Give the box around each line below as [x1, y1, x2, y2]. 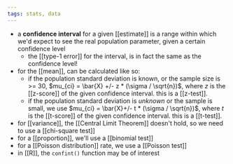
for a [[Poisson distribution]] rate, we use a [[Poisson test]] [17, 141, 188, 149]
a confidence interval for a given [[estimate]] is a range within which [17, 29, 217, 38]
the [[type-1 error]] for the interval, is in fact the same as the [27, 52, 202, 60]
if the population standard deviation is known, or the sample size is [27, 74, 220, 83]
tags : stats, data [7, 10, 61, 18]
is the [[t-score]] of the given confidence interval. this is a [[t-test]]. [27, 111, 223, 120]
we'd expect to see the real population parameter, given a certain [17, 36, 206, 46]
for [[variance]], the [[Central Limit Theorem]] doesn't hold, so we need [17, 118, 224, 127]
